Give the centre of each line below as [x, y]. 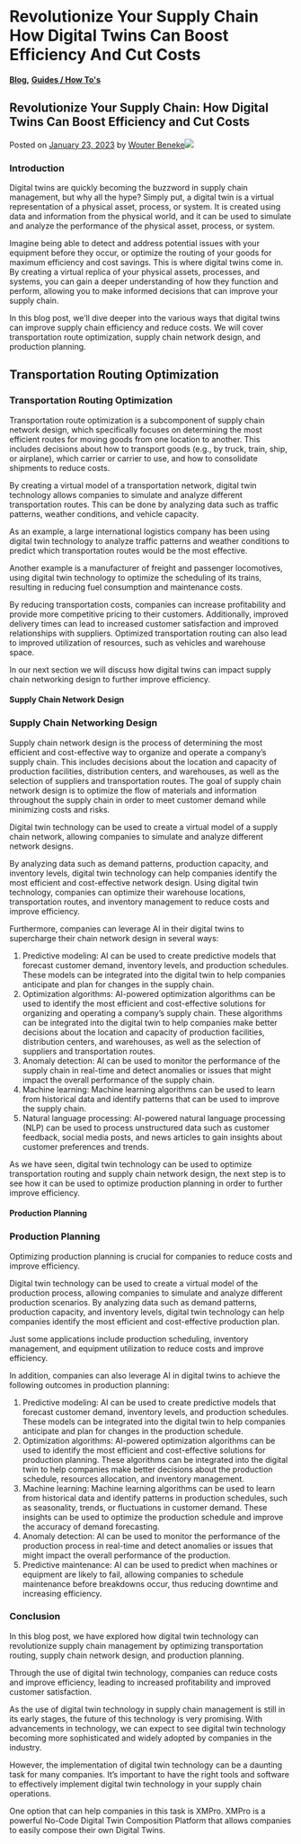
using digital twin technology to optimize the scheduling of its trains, [136, 577]
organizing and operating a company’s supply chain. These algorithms [152, 1012]
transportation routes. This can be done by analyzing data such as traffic [144, 504]
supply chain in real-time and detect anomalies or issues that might [146, 1070]
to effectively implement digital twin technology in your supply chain [136, 1784]
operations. [31, 1793]
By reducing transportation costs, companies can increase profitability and [147, 604]
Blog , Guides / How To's [55, 79]
